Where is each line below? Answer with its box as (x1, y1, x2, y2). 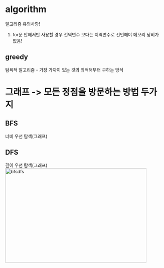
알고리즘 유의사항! (5, 21, 41, 27)
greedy (5, 53, 29, 61)
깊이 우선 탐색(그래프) (5, 162, 48, 168)
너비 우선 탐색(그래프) (5, 133, 48, 139)
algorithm (5, 4, 47, 15)
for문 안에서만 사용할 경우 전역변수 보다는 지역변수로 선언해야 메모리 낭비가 (12, 31, 159, 37)
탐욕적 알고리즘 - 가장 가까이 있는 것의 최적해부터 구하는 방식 (5, 66, 124, 73)
